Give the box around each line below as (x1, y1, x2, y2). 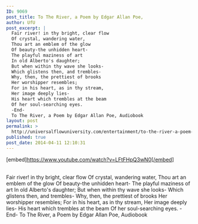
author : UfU (6, 19, 35, 25)
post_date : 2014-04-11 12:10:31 (6, 139, 85, 146)
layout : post (6, 118, 38, 124)
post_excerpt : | (6, 25, 46, 31)
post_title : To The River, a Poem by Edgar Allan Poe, (6, 14, 144, 20)
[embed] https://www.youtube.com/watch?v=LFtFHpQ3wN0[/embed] (6, 156, 174, 163)
